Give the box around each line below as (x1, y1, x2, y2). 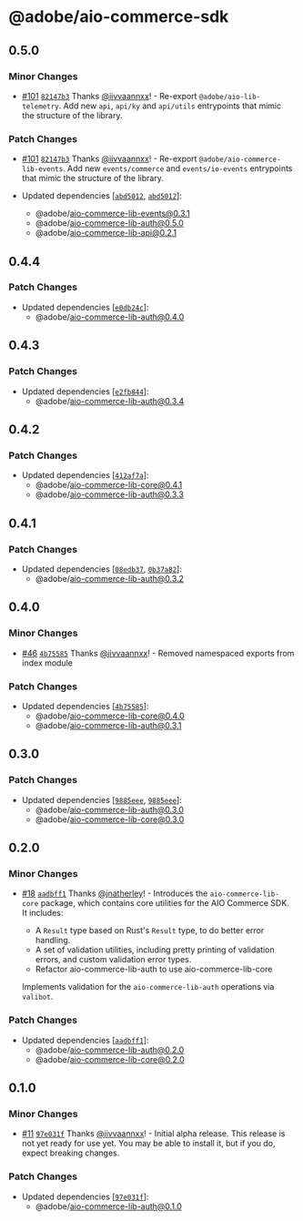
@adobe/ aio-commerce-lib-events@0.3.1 (35, 208, 190, 219)
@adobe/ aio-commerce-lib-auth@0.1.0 (35, 1200, 183, 1212)
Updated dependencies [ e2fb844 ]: (21, 385, 149, 397)
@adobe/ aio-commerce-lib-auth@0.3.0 (35, 804, 184, 815)
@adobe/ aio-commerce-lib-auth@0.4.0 (35, 311, 185, 322)
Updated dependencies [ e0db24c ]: (21, 301, 149, 312)
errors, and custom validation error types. (35, 954, 192, 965)
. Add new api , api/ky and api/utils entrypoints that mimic (58, 100, 282, 111)
